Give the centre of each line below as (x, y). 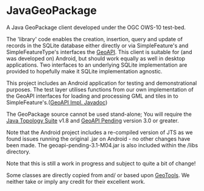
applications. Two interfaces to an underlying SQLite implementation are (97, 65)
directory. (18, 152)
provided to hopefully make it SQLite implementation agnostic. (84, 71)
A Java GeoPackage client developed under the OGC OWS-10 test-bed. (96, 27)
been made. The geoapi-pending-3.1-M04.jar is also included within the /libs (102, 145)
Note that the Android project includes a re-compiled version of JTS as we (100, 132)
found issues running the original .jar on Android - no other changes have (98, 139)
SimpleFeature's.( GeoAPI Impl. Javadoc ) (57, 102)
